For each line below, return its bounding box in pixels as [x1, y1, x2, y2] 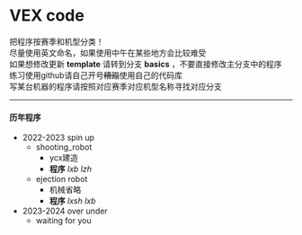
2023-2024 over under [22, 205, 108, 216]
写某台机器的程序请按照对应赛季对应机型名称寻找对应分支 [9, 81, 222, 91]
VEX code [9, 5, 85, 26]
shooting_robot [35, 142, 93, 152]
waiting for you [35, 215, 92, 226]
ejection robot [35, 174, 88, 185]
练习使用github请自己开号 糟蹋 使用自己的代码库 [9, 69, 182, 81]
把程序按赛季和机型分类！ [9, 36, 104, 47]
